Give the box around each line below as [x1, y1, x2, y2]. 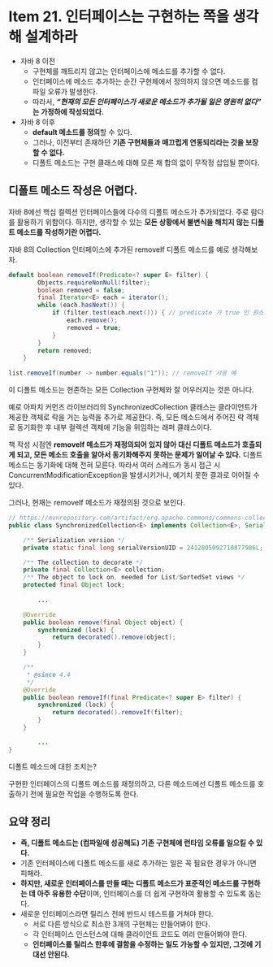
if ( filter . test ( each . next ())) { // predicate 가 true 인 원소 [51, 309, 264, 317]
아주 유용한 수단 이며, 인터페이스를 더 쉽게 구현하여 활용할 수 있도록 [37, 889, 246, 899]
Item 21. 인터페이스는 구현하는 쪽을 [8, 7, 230, 26]
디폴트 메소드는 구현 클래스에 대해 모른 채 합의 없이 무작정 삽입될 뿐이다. [32, 158, 260, 167]
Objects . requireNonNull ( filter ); [37, 278, 151, 287]
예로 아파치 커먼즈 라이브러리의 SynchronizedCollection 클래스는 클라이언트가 [8, 402, 258, 411]
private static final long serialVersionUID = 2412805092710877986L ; [23, 544, 264, 552]
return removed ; [37, 346, 93, 354]
